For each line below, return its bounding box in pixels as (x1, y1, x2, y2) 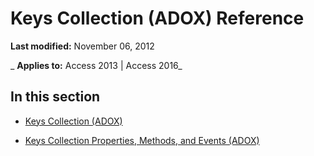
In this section (10, 88, 101, 106)
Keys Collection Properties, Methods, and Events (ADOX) (24, 134, 260, 146)
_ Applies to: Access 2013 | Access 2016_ (10, 59, 183, 71)
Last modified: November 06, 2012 (10, 40, 155, 52)
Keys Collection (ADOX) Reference (10, 7, 305, 30)
